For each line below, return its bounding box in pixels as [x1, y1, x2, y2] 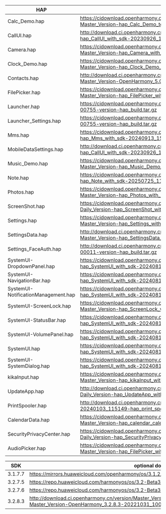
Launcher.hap [7, 103, 40, 110]
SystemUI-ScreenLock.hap [7, 303, 72, 309]
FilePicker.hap [7, 89, 41, 96]
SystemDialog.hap [7, 362, 50, 369]
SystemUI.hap [7, 345, 41, 352]
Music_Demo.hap [7, 160, 48, 167]
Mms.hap [7, 132, 30, 138]
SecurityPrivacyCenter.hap [7, 431, 71, 437]
